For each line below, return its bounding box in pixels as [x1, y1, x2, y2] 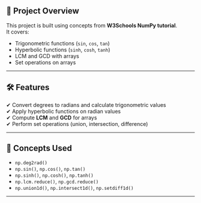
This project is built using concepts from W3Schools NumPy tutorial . [6, 21, 178, 29]
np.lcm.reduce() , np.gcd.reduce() [14, 178, 99, 185]
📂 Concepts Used [6, 143, 72, 153]
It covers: [6, 28, 30, 35]
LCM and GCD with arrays [14, 52, 80, 60]
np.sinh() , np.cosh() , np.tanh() [14, 171, 94, 179]
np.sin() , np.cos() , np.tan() [14, 165, 86, 173]
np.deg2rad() [14, 160, 48, 166]
